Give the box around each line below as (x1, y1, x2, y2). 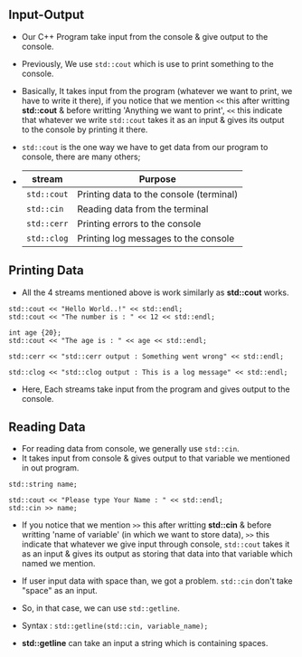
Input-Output (8, 7, 85, 23)
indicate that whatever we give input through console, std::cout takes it (21, 538, 290, 550)
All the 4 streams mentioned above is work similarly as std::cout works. (21, 287, 290, 298)
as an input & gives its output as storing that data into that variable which (21, 548, 293, 559)
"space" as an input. (21, 586, 99, 596)
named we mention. (21, 558, 96, 569)
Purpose (138, 172, 177, 185)
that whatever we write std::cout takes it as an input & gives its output (21, 114, 285, 125)
